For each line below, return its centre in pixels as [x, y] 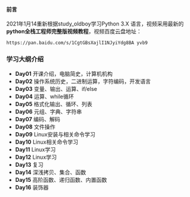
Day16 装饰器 [32, 187]
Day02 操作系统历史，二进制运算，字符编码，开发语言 [83, 81]
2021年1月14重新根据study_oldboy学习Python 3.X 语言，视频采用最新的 [95, 24]
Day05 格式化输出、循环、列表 [54, 104]
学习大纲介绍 [25, 59]
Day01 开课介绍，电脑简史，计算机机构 [64, 73]
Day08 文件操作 [35, 127]
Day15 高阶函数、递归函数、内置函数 [61, 179]
